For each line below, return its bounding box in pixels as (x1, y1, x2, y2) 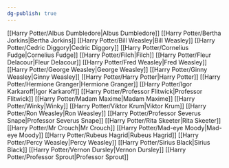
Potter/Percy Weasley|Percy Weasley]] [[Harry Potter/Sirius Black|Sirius (7, 138, 210, 146)
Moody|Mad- (184, 123, 222, 132)
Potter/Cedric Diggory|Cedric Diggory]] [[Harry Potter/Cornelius (7, 43, 189, 51)
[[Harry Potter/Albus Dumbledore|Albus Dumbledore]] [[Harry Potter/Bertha (7, 29, 221, 37)
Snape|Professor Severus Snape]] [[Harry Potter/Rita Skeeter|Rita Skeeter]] (7, 116, 221, 124)
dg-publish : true (7, 10, 57, 17)
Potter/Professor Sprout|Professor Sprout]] (7, 152, 129, 161)
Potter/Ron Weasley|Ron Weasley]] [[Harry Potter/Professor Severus (7, 109, 201, 117)
